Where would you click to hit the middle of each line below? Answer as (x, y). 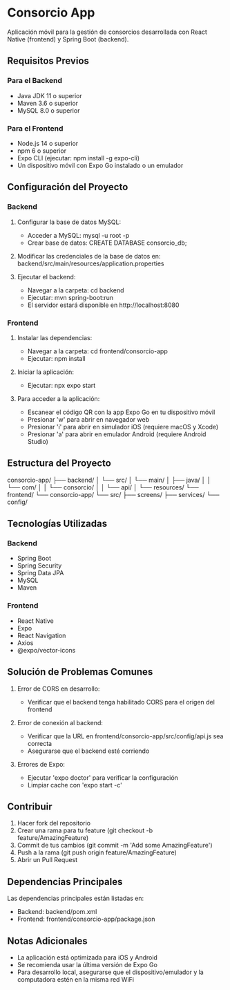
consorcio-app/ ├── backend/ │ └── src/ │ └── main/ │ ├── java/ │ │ (109, 480)
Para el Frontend (35, 128)
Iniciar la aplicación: (46, 372)
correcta (40, 743)
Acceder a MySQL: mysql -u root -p (78, 235)
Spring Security (39, 566)
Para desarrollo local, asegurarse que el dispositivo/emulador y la (110, 972)
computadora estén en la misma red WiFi (76, 979)
